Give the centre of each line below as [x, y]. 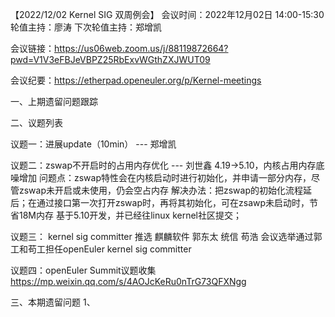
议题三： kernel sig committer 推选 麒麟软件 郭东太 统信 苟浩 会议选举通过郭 [166, 236]
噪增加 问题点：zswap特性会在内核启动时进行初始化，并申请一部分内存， [161, 177]
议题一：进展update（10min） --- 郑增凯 [93, 144]
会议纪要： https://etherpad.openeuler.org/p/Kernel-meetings [136, 80]
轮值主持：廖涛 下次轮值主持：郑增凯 [86, 27]
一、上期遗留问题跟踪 [54, 101]
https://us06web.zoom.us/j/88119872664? [141, 48]
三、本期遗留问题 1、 [53, 302]
